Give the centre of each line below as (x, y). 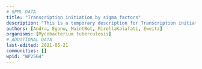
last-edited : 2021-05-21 (37, 46)
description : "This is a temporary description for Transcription (91, 23)
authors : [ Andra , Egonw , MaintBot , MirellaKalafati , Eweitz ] (84, 28)
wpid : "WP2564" (25, 56)
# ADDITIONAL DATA (29, 40)
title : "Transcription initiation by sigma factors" (74, 17)
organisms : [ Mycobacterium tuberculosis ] (59, 34)
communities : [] (26, 51)
